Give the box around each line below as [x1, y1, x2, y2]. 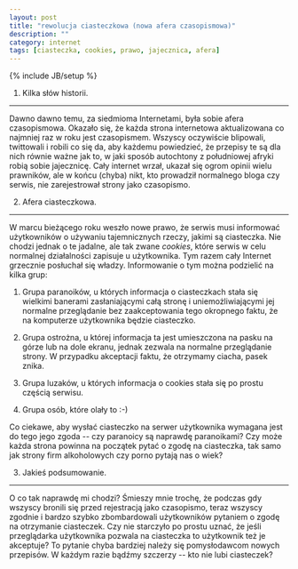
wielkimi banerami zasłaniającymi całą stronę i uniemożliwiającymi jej [21, 296, 275, 307]
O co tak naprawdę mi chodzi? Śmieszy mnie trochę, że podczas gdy [9, 493, 263, 503]
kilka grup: [9, 269, 48, 280]
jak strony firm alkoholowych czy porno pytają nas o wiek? [9, 450, 223, 461]
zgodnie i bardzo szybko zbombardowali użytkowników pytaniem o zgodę [9, 512, 280, 523]
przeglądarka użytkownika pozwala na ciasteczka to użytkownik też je [9, 531, 266, 541]
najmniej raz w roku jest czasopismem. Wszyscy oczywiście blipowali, [9, 132, 266, 143]
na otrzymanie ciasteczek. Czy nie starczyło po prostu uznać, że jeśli [9, 521, 262, 532]
